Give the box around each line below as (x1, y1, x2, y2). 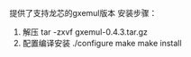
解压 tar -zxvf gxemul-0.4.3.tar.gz (22, 27, 149, 37)
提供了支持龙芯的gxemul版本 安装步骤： (9, 8, 158, 18)
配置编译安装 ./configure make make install (22, 38, 182, 48)
